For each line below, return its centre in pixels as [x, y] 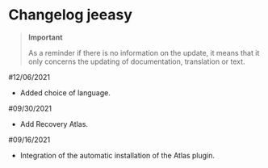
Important [45, 37]
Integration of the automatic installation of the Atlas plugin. [117, 155]
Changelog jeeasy [71, 15]
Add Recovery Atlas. [54, 124]
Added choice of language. [65, 92]
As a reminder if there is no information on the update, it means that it [144, 52]
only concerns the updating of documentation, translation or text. [136, 61]
